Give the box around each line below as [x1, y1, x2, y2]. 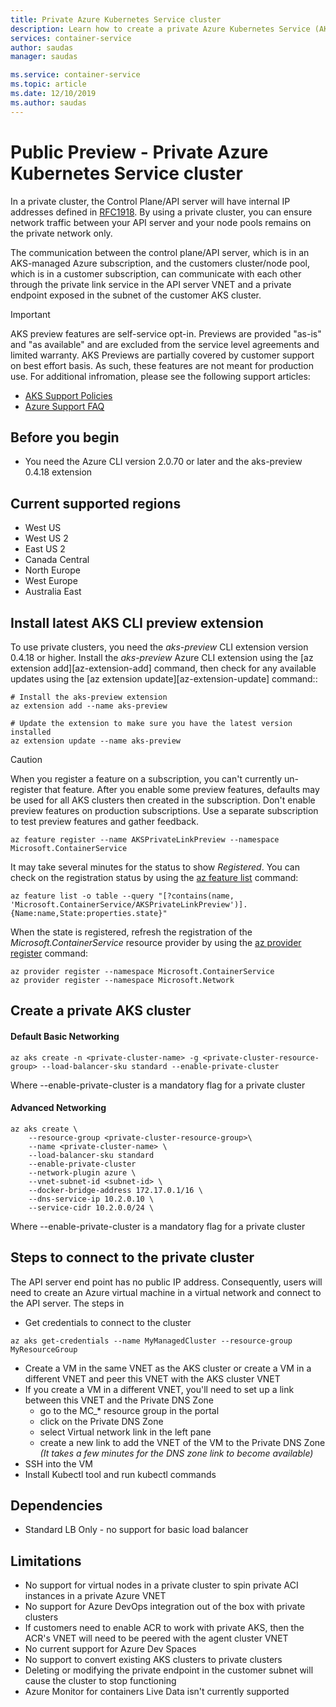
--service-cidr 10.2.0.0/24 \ [28, 1202, 155, 1213]
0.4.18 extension [24, 466, 93, 478]
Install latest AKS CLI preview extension [10, 614, 264, 631]
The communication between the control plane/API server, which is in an [10, 246, 310, 258]
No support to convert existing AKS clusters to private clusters [24, 1654, 283, 1666]
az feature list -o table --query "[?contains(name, [10, 891, 235, 901]
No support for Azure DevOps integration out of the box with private [24, 1601, 306, 1613]
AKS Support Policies [24, 389, 113, 401]
